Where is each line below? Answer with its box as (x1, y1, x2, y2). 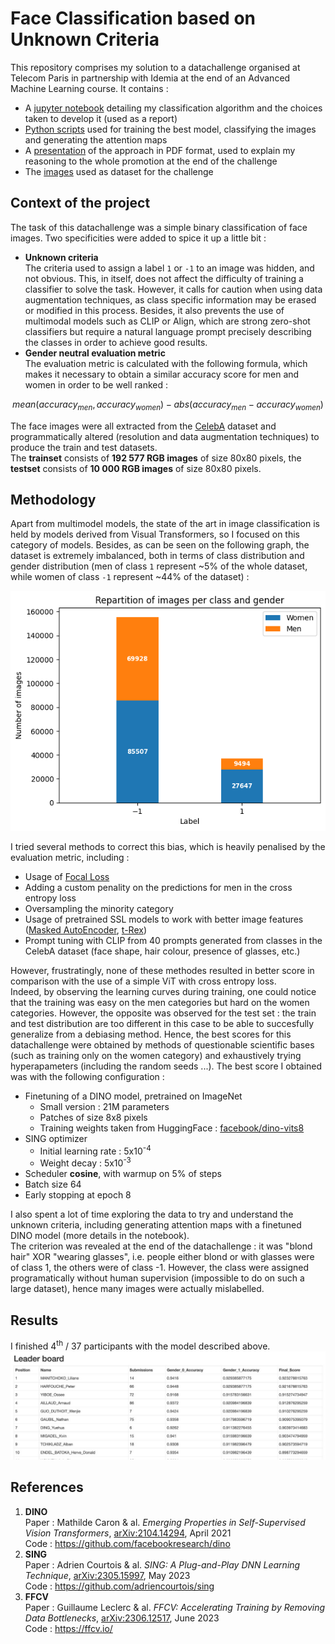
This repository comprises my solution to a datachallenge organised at (10, 61, 301, 73)
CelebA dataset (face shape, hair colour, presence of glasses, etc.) (24, 945, 301, 957)
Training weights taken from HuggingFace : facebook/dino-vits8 (39, 1122, 305, 1134)
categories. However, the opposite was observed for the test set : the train (10, 1007, 317, 1019)
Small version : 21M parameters (39, 1100, 170, 1112)
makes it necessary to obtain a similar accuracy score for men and (24, 368, 300, 380)
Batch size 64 (24, 1178, 82, 1191)
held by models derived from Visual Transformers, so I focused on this (10, 528, 300, 541)
